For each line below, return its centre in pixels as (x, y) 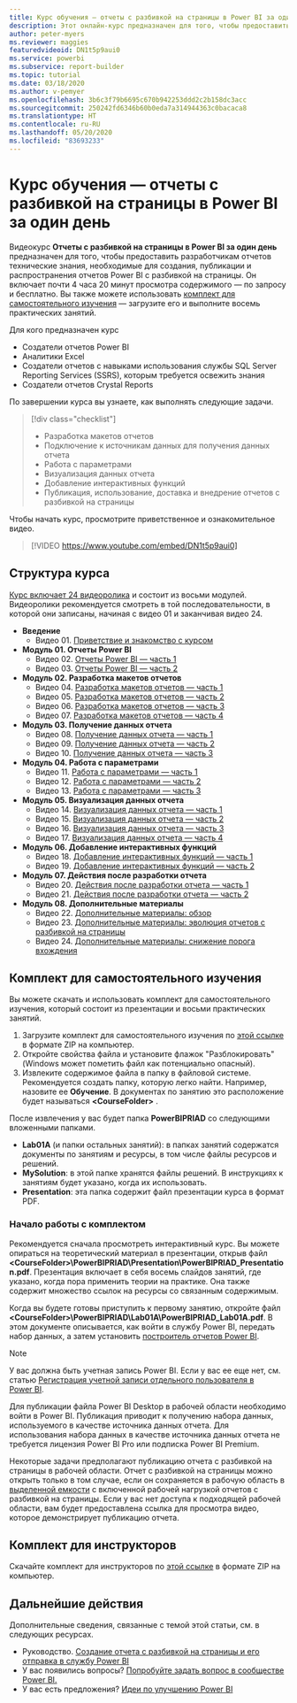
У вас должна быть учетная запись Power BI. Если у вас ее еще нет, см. (145, 1370)
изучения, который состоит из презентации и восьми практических (137, 1009)
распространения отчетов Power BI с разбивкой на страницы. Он (133, 274)
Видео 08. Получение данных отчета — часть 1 (124, 734)
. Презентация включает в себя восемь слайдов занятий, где (145, 1272)
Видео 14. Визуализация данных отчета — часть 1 (129, 809)
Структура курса (60, 573)
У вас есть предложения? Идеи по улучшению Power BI (127, 1689)
